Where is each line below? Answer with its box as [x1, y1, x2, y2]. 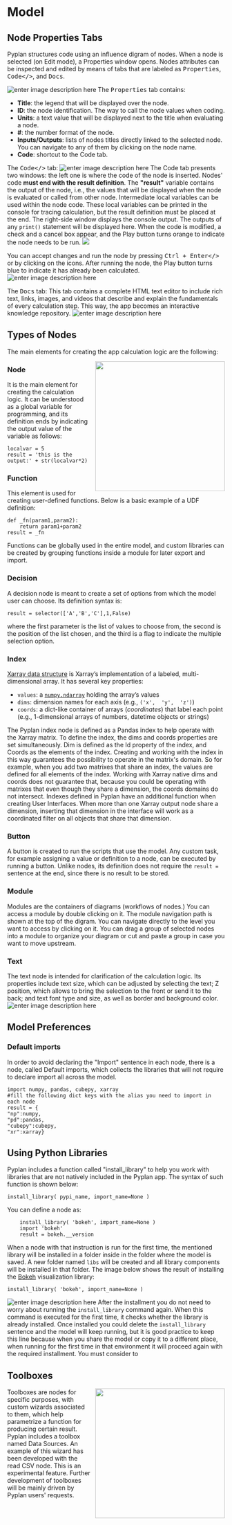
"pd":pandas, [7, 1116, 45, 1123]
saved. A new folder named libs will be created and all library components [7, 1258, 220, 1266]
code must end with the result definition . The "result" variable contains [7, 179, 215, 187]
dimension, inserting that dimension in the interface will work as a [7, 807, 194, 815]
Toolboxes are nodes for [7, 1388, 77, 1396]
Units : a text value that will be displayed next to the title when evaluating [17, 113, 224, 122]
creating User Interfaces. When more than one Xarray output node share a [7, 800, 219, 807]
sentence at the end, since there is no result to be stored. [7, 869, 171, 877]
